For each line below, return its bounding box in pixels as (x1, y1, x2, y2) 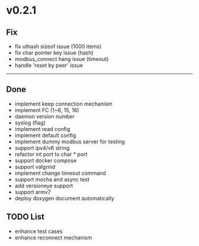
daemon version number (14, 113, 75, 120)
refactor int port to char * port (14, 151, 88, 158)
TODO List (6, 212, 44, 222)
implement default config (14, 132, 76, 139)
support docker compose (14, 156, 77, 164)
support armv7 (14, 188, 52, 196)
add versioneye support (14, 182, 73, 189)
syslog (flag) (14, 119, 46, 126)
